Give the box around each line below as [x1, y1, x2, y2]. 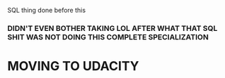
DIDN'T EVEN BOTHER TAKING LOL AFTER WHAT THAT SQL [7, 23, 218, 33]
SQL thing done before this [7, 6, 86, 14]
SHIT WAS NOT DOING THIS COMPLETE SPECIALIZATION [7, 32, 209, 41]
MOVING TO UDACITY [7, 58, 139, 74]
